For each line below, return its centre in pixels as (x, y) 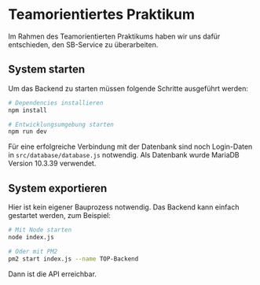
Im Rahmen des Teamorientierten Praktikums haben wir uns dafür (114, 36)
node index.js (31, 237)
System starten (47, 70)
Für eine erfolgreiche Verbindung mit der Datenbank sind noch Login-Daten (130, 146)
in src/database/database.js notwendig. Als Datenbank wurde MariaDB (124, 155)
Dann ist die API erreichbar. (52, 274)
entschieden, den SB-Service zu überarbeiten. (83, 44)
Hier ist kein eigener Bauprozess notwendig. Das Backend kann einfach (124, 207)
